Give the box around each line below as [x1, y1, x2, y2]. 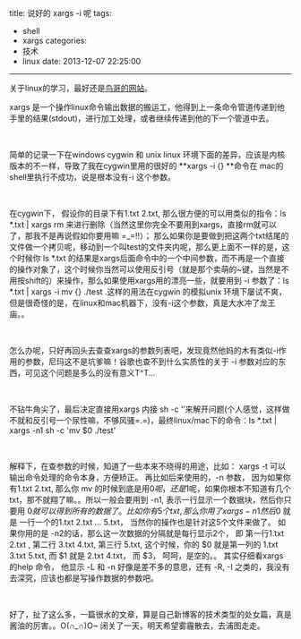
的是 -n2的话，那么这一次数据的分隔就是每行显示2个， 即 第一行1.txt [32, 528, 285, 539]
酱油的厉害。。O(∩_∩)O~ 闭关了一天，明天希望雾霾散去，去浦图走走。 [9, 620, 266, 631]
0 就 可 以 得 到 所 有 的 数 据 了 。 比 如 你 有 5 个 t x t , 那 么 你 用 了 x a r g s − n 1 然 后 [26, 506, 276, 516]
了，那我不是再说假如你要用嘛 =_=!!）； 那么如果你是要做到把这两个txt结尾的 [9, 231, 289, 241]
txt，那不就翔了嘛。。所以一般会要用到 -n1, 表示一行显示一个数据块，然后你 [9, 495, 284, 505]
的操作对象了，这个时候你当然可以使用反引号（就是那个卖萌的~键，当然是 [9, 264, 282, 275]
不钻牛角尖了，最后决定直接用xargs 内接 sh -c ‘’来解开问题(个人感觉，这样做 [9, 404, 290, 414]
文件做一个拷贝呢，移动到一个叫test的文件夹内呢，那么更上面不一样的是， [9, 242, 282, 252]
